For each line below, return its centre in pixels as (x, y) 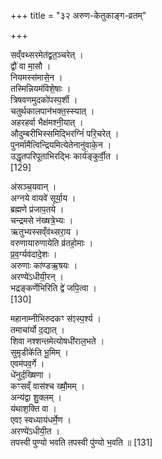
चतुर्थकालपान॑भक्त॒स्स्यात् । (52, 111)
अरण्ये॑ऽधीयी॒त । (35, 431)
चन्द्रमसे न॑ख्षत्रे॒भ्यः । (42, 220)
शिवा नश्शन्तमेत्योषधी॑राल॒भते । (57, 341)
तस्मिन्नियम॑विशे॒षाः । (41, 88)
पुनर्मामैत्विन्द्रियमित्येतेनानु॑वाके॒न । (61, 144)
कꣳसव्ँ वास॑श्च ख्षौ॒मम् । (47, 386)
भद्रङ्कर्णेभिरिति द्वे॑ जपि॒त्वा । (53, 288)
